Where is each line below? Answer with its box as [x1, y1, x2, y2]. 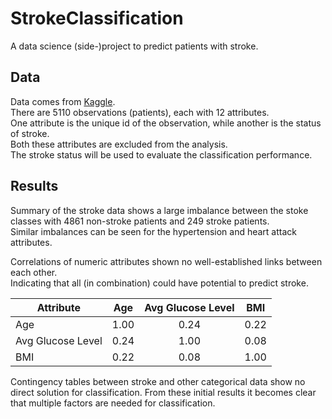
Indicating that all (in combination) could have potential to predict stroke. [10, 277, 309, 289]
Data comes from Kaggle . [10, 95, 116, 107]
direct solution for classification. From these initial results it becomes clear [10, 386, 317, 398]
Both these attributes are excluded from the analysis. [10, 138, 228, 150]
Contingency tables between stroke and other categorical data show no [10, 375, 306, 387]
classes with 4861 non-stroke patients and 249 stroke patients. [10, 215, 270, 227]
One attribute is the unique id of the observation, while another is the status [10, 117, 322, 129]
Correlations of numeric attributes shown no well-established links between [10, 255, 323, 267]
